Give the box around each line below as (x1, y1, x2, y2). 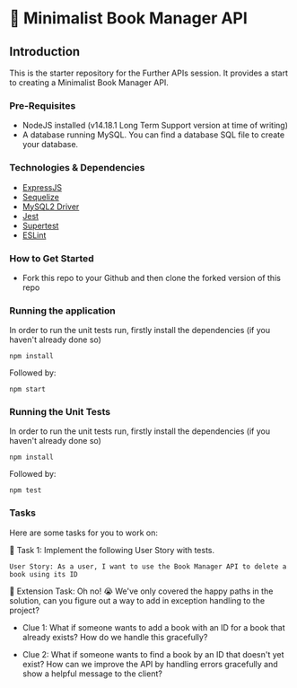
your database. (22, 139, 79, 150)
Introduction (9, 44, 81, 59)
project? (9, 604, 40, 615)
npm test (9, 486, 42, 495)
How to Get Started (9, 251, 94, 264)
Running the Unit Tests (9, 406, 111, 419)
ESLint (22, 229, 47, 241)
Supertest (22, 220, 59, 231)
